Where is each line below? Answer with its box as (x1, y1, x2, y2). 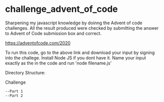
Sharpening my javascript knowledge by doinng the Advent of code (5, 20, 142, 26)
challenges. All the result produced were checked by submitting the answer (5, 25, 159, 31)
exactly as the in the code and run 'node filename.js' (5, 60, 112, 66)
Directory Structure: (5, 69, 46, 75)
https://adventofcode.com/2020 (5, 40, 71, 46)
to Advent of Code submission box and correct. (5, 30, 102, 36)
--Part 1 (5, 89, 23, 94)
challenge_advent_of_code (5, 3, 118, 15)
